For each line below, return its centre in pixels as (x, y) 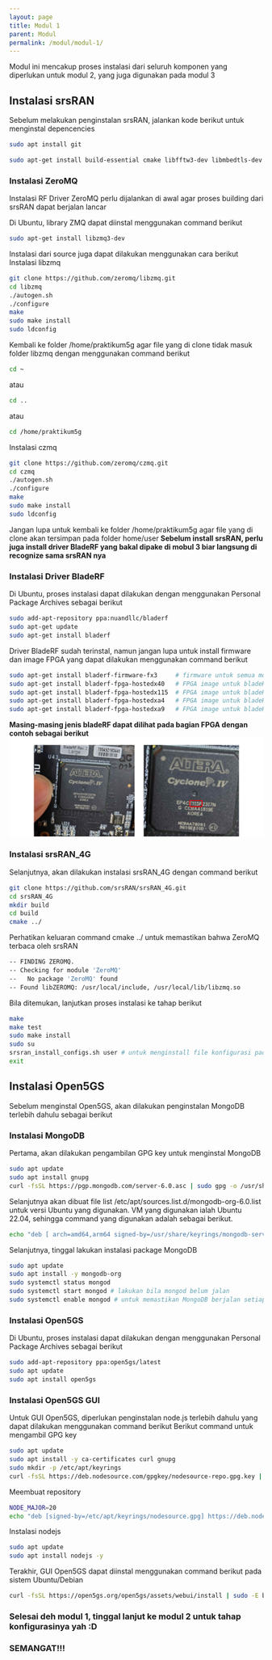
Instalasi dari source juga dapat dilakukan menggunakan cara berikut (124, 254)
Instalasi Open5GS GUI (54, 1400)
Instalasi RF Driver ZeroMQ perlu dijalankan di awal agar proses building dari (136, 199)
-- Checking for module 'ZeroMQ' (65, 971)
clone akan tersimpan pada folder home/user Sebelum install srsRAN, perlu (136, 538)
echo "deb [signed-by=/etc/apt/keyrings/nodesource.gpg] (107, 1516)
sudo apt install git (46, 145)
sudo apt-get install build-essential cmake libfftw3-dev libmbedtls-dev (136, 160)
